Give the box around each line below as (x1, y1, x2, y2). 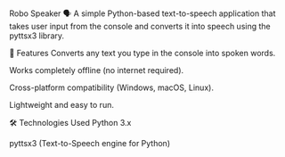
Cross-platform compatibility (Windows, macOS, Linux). (9, 82, 214, 93)
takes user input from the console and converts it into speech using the (9, 21, 271, 31)
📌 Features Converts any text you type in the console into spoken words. (9, 48, 276, 58)
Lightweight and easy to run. (9, 100, 114, 110)
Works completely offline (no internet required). (9, 65, 184, 75)
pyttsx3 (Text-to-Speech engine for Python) (9, 138, 171, 148)
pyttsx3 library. (9, 30, 65, 41)
